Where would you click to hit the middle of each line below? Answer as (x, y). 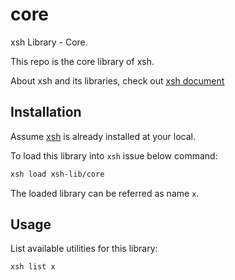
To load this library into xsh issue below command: (114, 155)
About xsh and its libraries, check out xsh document (117, 80)
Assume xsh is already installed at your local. (103, 136)
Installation (46, 112)
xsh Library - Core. (49, 42)
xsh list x (33, 267)
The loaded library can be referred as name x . (105, 193)
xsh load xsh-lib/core (57, 174)
